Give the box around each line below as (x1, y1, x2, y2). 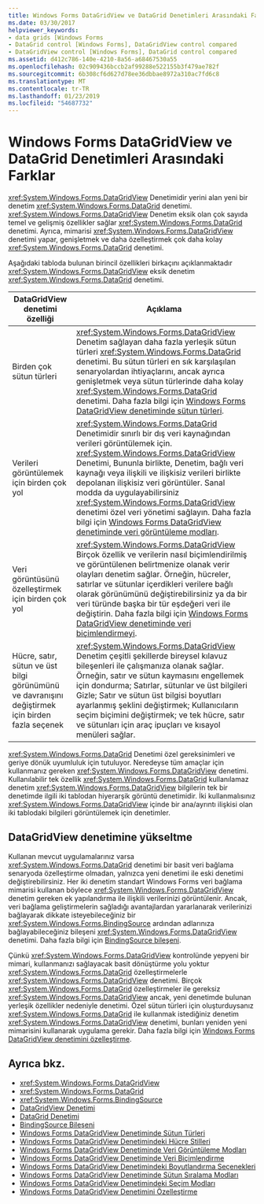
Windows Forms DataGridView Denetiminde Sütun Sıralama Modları (19, 1170, 239, 1180)
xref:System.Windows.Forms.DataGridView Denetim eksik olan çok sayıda (8, 209, 248, 219)
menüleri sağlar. (75, 729, 136, 740)
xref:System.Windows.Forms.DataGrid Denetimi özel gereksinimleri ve (8, 750, 236, 759)
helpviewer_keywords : (8, 26, 79, 34)
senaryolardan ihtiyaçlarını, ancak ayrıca (75, 366, 225, 377)
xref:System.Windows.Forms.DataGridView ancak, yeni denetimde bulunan (8, 992, 251, 1002)
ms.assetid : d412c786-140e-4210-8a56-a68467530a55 (8, 56, 178, 64)
